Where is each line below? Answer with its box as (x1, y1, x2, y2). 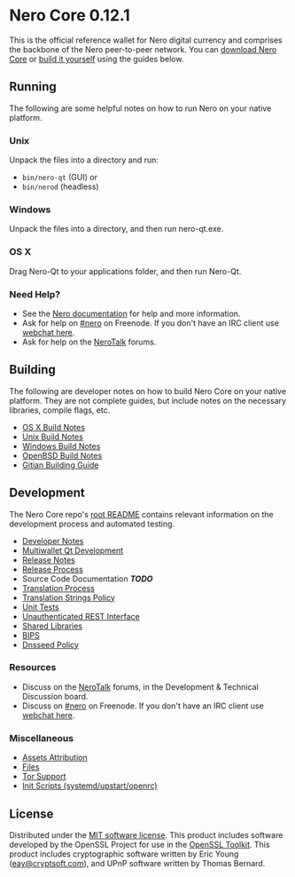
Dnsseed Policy (21, 639, 80, 650)
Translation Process (21, 582, 95, 593)
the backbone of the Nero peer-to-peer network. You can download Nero (9, 43, 277, 54)
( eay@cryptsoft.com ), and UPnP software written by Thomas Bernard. (9, 857, 266, 868)
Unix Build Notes (21, 431, 84, 442)
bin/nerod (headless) (21, 181, 99, 192)
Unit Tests (21, 601, 59, 612)
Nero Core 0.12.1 (9, 5, 130, 26)
